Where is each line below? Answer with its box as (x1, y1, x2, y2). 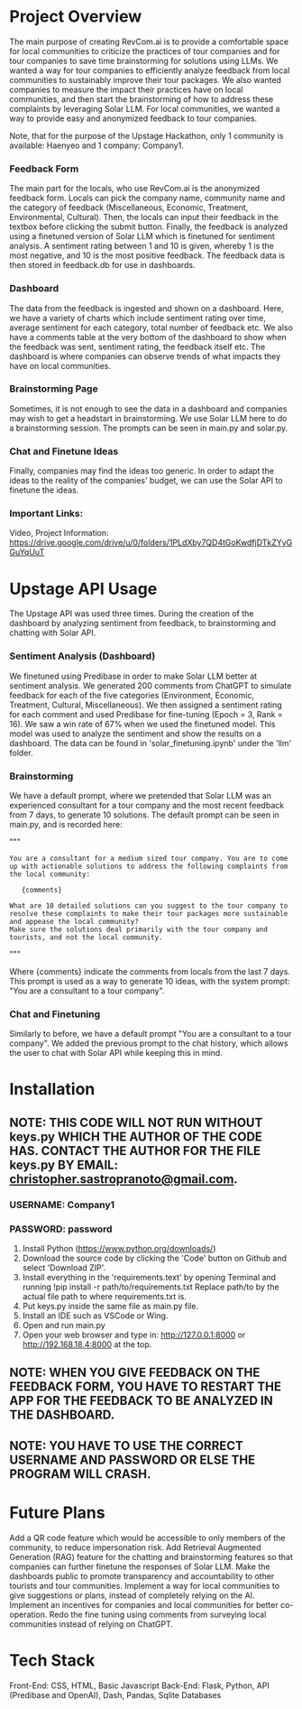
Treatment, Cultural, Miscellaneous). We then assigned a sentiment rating (9, 699, 282, 710)
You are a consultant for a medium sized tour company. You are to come (9, 854, 288, 863)
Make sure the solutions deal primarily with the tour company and (9, 925, 269, 934)
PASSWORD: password (9, 1223, 113, 1235)
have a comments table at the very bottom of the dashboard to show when (9, 331, 287, 342)
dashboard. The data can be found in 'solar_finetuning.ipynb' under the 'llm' (9, 737, 292, 748)
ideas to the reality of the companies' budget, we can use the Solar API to (9, 476, 283, 486)
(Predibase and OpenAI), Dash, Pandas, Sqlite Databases (9, 1689, 222, 1700)
